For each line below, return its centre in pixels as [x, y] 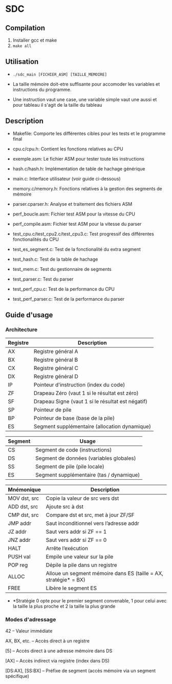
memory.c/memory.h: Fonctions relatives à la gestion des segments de [87, 188]
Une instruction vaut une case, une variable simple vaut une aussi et [85, 99]
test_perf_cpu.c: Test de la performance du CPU [64, 289]
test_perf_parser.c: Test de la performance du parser [68, 299]
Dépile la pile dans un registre [81, 565]
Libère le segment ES [71, 588]
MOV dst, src [24, 498]
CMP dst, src [24, 515]
